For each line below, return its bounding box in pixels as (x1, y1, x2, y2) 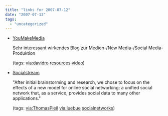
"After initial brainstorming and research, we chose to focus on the (12, 79, 150, 85)
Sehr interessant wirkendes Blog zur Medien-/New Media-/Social (12, 45, 147, 51)
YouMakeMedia (12, 35, 45, 41)
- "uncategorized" (10, 21, 49, 27)
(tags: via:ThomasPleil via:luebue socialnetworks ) (12, 105, 115, 111)
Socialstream (12, 70, 40, 76)
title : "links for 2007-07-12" (5, 7, 71, 13)
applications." (12, 95, 41, 101)
